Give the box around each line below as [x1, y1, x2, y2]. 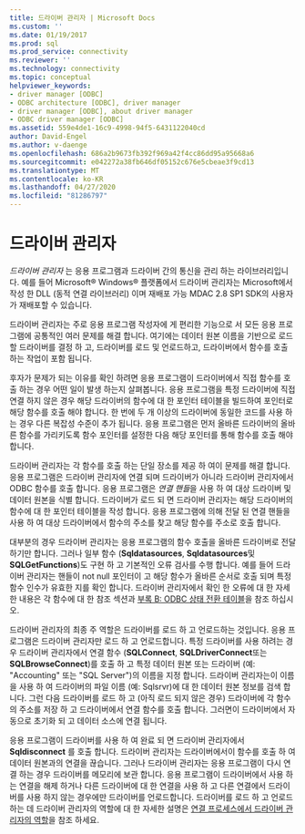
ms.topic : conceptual [9, 73, 92, 82]
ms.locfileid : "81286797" [9, 191, 107, 201]
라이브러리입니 [237, 265, 290, 276]
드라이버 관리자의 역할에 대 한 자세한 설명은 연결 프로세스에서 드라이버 [36, 803, 284, 814]
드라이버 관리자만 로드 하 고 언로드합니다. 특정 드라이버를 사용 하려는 [40, 635, 284, 646]
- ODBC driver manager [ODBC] [9, 115, 125, 124]
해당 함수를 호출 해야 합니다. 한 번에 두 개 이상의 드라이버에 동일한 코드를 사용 [9, 407, 284, 417]
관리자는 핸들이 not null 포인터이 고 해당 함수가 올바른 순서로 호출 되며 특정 [25, 571, 292, 582]
